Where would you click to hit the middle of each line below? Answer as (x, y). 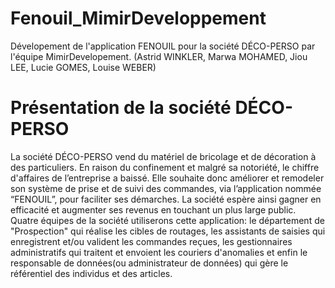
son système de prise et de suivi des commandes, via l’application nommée (166, 188)
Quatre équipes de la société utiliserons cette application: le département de (167, 220)
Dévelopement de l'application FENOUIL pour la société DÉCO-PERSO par (163, 46)
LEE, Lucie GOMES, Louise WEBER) (83, 67)
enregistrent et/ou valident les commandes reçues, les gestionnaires (151, 241)
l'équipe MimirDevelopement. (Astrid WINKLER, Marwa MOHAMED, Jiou (159, 56)
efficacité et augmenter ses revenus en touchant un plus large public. (153, 209)
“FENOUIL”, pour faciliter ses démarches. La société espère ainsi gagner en (166, 199)
